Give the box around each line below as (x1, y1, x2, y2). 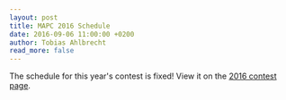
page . (9, 80, 31, 91)
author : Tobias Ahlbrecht (9, 37, 106, 47)
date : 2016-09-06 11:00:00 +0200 (9, 29, 135, 38)
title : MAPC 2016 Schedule (9, 21, 111, 30)
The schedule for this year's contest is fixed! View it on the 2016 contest (9, 71, 277, 81)
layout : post (9, 12, 58, 22)
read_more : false (9, 46, 75, 55)
